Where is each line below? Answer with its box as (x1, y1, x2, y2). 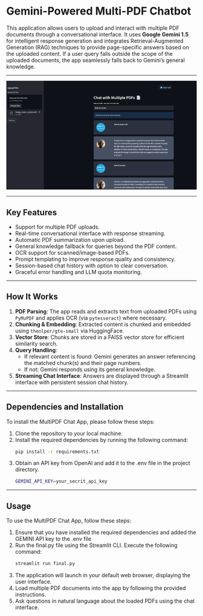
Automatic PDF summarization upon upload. (14, 236, 125, 243)
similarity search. (14, 340, 58, 347)
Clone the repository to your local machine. (14, 429, 123, 437)
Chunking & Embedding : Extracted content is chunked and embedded (14, 320, 191, 328)
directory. (14, 466, 39, 474)
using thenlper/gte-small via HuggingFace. (14, 327, 124, 334)
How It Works (6, 292, 59, 302)
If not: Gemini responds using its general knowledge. (24, 366, 156, 373)
